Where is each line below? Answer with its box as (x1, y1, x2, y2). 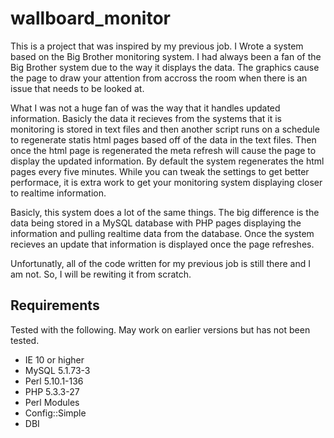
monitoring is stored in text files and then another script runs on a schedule (10, 123, 320, 135)
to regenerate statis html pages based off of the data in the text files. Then (10, 133, 317, 146)
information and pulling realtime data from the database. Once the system (10, 227, 315, 239)
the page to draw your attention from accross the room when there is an (10, 72, 308, 84)
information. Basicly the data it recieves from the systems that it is (10, 112, 282, 124)
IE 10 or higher (24, 353, 85, 366)
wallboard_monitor (10, 7, 171, 30)
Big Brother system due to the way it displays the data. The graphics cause (10, 61, 320, 73)
